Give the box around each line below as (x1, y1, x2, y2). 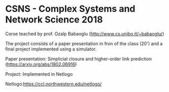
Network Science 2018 (5, 14, 103, 25)
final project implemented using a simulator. (5, 46, 97, 52)
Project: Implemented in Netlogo (5, 71, 73, 77)
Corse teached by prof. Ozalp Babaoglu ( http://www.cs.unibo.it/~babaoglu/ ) (5, 30, 164, 37)
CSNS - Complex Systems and (5, 3, 136, 15)
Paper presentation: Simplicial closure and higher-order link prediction (5, 55, 152, 62)
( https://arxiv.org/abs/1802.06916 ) (5, 61, 77, 67)
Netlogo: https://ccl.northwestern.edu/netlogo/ (5, 81, 102, 87)
